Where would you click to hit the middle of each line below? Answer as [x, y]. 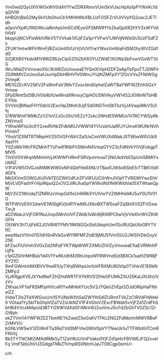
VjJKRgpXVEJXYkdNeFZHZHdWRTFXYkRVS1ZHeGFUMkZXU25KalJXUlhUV [82, 277]
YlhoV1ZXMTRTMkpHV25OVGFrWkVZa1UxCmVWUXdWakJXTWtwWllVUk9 [81, 137]
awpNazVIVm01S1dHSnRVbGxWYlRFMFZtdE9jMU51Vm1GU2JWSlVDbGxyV [81, 235]
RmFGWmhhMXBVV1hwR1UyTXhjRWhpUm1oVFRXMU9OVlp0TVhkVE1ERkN [81, 266]
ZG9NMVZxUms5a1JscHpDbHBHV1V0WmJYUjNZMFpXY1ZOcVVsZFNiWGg [81, 74]
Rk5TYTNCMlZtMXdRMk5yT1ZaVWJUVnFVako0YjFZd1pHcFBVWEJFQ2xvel [82, 339]
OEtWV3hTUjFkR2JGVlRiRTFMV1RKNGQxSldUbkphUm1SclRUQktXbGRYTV [81, 225]
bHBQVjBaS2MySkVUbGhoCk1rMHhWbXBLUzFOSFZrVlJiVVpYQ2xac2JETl [81, 17]
